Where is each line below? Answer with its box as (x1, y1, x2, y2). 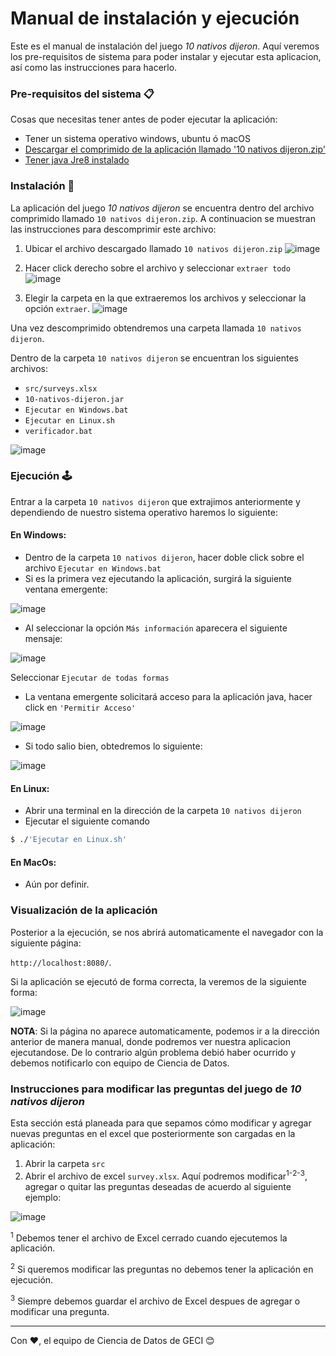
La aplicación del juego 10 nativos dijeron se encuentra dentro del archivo (10, 202, 315, 214)
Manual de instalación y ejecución (10, 7, 300, 30)
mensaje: (24, 633, 63, 645)
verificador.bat (24, 426, 93, 436)
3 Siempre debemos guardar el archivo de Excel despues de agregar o (10, 1293, 301, 1307)
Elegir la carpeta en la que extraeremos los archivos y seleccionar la (24, 292, 307, 304)
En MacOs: (10, 856, 57, 868)
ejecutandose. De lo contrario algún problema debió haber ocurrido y (10, 1046, 297, 1058)
